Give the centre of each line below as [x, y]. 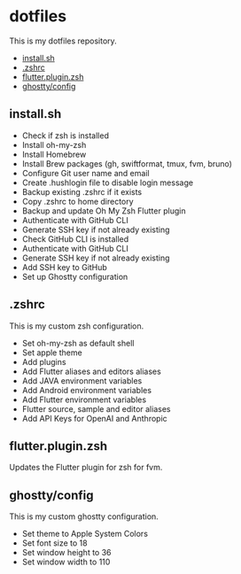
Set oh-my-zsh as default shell [78, 343]
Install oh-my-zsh [54, 144]
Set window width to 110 [66, 562]
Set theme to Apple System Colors [85, 534]
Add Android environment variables [87, 390]
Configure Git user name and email [86, 173]
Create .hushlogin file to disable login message [107, 182]
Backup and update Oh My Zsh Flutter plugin [104, 211]
